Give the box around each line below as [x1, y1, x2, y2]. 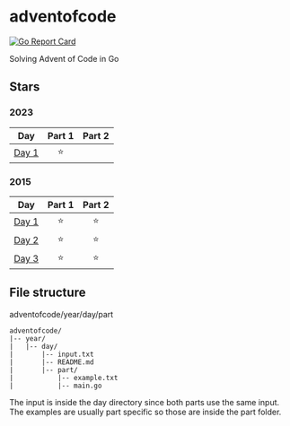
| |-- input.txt [9, 350, 94, 359]
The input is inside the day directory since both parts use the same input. [9, 396, 280, 407]
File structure [9, 285, 86, 300]
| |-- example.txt [9, 373, 119, 382]
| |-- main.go [9, 381, 102, 390]
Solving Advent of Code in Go [9, 53, 119, 64]
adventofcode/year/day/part [9, 309, 114, 319]
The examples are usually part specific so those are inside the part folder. [9, 406, 282, 417]
